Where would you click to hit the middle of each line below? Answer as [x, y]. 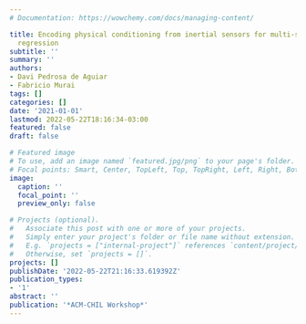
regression [38, 43]
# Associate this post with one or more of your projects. [128, 229]
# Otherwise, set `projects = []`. [81, 254]
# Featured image [42, 153]
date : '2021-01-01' [46, 110]
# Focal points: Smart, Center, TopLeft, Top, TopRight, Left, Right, [146, 170]
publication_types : [46, 279]
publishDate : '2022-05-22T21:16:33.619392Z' [95, 271]
